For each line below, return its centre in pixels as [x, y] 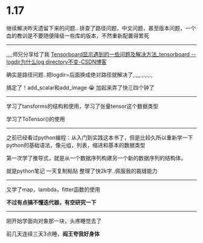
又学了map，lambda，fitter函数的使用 [53, 189]
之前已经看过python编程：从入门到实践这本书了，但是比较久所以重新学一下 [100, 138]
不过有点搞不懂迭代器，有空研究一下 [51, 202]
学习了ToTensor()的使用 [36, 119]
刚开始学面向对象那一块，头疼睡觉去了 [54, 221]
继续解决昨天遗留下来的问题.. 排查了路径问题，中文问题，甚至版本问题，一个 [101, 28]
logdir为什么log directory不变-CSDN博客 [56, 62]
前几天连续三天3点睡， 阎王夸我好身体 [53, 233]
